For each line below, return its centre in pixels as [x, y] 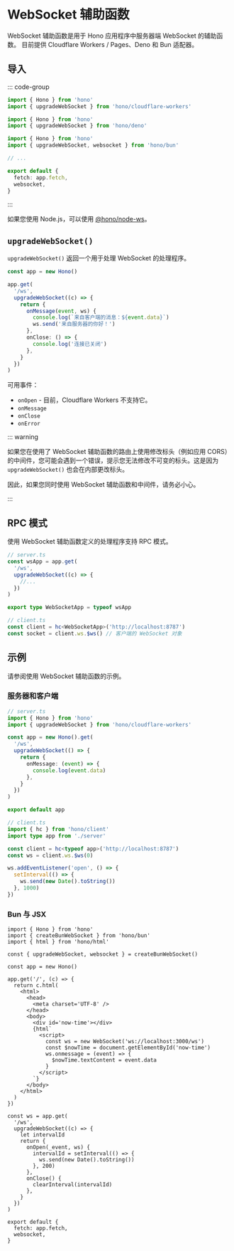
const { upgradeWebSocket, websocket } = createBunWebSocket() [103, 954]
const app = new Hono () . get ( [50, 737]
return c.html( [36, 986]
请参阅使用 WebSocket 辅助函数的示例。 [66, 676]
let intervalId [43, 1135]
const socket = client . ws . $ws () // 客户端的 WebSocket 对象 [95, 633]
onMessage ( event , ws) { [61, 311]
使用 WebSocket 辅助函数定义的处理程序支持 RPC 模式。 [90, 542]
